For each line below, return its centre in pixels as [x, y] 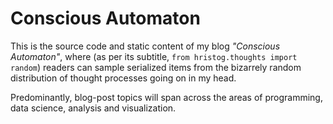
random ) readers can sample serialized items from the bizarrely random [156, 67]
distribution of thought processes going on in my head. [123, 78]
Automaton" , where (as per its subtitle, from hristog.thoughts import [154, 56]
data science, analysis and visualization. [93, 108]
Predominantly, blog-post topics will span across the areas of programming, [166, 97]
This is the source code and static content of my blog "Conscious [145, 46]
